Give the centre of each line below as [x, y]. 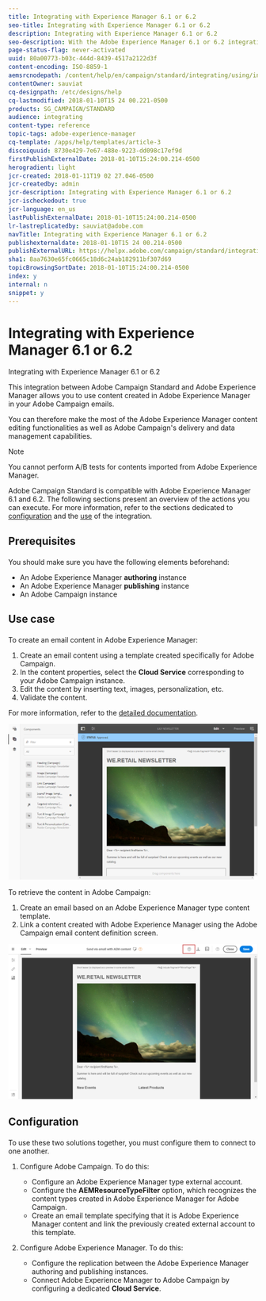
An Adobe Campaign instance [68, 594]
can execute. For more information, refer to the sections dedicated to [121, 508]
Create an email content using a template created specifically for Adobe [137, 655]
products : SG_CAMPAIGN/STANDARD [61, 109]
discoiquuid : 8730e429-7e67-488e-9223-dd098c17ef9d [95, 151]
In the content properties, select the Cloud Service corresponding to [132, 672]
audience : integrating [46, 117]
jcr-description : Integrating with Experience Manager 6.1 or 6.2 [120, 193]
